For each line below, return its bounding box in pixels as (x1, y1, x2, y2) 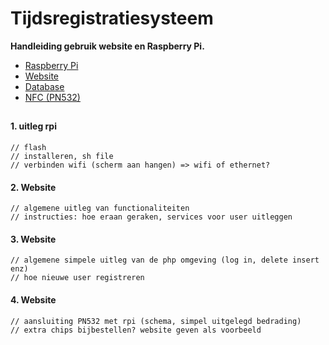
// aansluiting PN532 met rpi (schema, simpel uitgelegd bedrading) (10, 316, 302, 326)
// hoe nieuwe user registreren (10, 273, 145, 283)
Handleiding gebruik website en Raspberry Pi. (10, 40, 205, 52)
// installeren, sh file (10, 151, 114, 161)
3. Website (10, 233, 57, 245)
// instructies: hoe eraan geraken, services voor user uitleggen (10, 212, 293, 222)
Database (24, 80, 65, 92)
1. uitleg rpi (10, 120, 57, 132)
